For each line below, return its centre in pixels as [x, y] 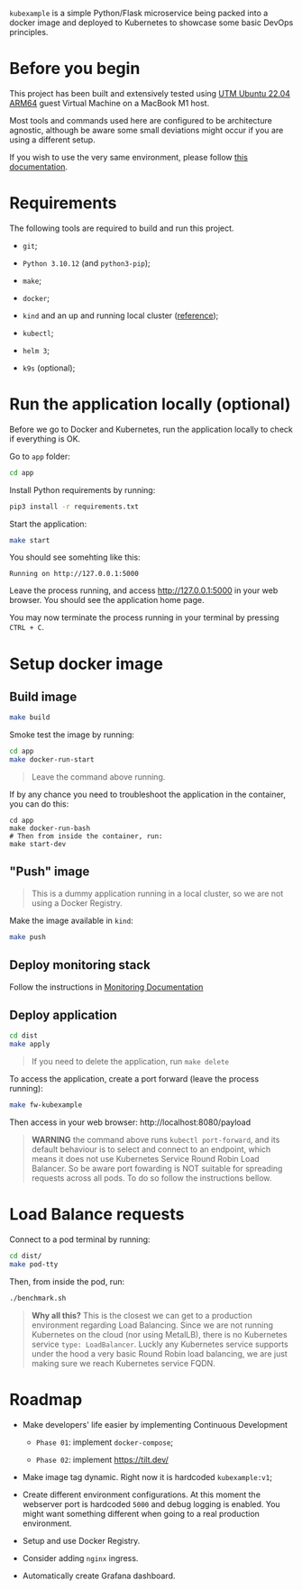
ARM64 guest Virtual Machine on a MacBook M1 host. [110, 103]
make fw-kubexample [46, 1105]
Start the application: [48, 524]
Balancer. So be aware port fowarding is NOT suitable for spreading [157, 1168]
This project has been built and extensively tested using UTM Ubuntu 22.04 [150, 93]
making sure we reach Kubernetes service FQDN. [124, 1363]
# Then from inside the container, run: [87, 836]
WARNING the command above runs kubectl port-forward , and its [156, 1140]
